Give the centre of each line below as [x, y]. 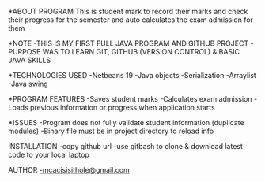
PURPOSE [25, 52]
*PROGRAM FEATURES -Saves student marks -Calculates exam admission [130, 99]
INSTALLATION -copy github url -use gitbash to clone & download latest [126, 146]
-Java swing [28, 84]
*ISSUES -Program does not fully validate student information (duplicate [126, 123]
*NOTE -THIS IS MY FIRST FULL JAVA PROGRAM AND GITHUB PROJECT [129, 43]
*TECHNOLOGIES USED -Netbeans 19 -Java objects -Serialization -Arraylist [132, 75]
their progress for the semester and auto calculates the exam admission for [131, 20]
